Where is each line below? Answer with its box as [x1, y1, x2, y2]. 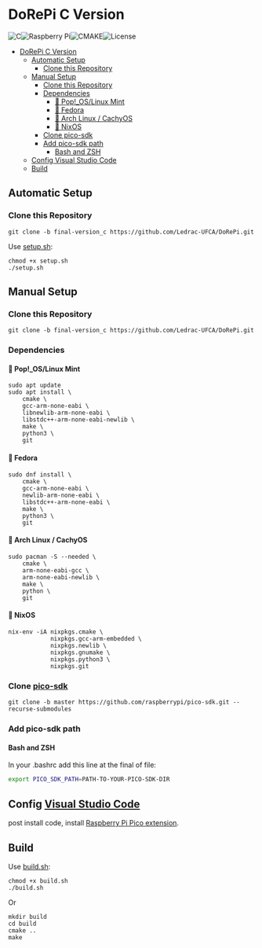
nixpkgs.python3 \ [49, 656, 111, 663]
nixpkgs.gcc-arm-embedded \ [49, 635, 143, 643]
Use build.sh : [8, 862, 51, 871]
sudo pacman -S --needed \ [8, 553, 96, 560]
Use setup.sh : [8, 241, 53, 251]
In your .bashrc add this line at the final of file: [8, 760, 157, 770]
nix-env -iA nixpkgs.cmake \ [8, 628, 104, 636]
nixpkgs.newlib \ [49, 642, 107, 650]
